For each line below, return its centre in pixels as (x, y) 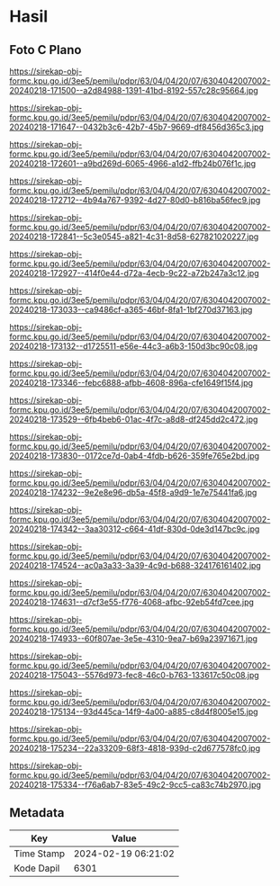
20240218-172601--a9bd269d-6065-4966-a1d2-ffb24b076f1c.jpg (133, 163)
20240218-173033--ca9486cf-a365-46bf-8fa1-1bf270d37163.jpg (131, 309)
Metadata (37, 813)
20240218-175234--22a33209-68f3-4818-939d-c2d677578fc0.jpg (135, 748)
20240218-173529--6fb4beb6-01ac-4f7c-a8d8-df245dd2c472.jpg (134, 419)
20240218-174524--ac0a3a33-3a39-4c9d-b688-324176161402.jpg (135, 565)
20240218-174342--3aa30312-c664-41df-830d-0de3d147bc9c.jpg (135, 529)
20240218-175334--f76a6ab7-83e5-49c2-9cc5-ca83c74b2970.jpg (135, 785)
